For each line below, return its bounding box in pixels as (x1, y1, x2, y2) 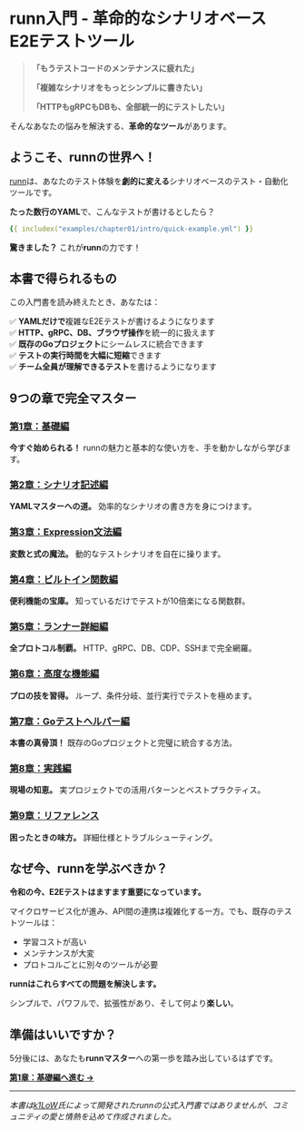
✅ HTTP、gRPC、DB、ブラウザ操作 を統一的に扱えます (9, 328, 216, 339)
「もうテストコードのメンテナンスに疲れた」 (31, 63, 200, 74)
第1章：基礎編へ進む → (9, 1072, 94, 1083)
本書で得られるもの (9, 271, 117, 287)
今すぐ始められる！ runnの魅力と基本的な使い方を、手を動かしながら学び (9, 442, 284, 454)
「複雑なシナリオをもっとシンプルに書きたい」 (31, 82, 207, 93)
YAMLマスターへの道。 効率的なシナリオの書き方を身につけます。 (9, 501, 257, 512)
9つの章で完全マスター (9, 390, 137, 406)
